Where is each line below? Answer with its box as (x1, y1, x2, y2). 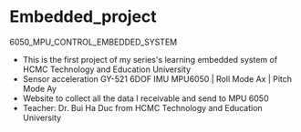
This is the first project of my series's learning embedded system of (22, 54, 278, 65)
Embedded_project (9, 6, 157, 27)
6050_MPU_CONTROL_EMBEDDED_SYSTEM (9, 36, 178, 47)
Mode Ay (22, 83, 57, 94)
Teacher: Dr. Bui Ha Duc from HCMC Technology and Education (22, 102, 263, 113)
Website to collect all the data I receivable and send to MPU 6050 (22, 93, 269, 104)
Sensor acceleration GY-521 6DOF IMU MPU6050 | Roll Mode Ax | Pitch (22, 73, 293, 84)
